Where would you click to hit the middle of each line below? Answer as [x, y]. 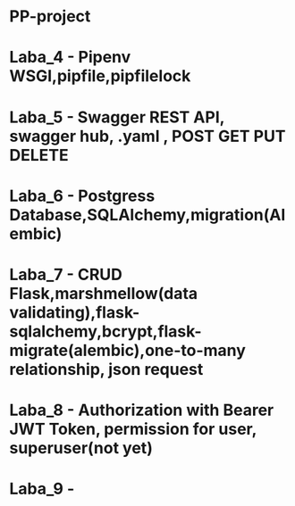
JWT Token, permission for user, [133, 429]
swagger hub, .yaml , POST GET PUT [147, 136]
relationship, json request [106, 369]
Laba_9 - [42, 489]
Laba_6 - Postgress [82, 196]
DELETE [39, 155]
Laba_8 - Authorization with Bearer [142, 410]
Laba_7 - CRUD [66, 274]
